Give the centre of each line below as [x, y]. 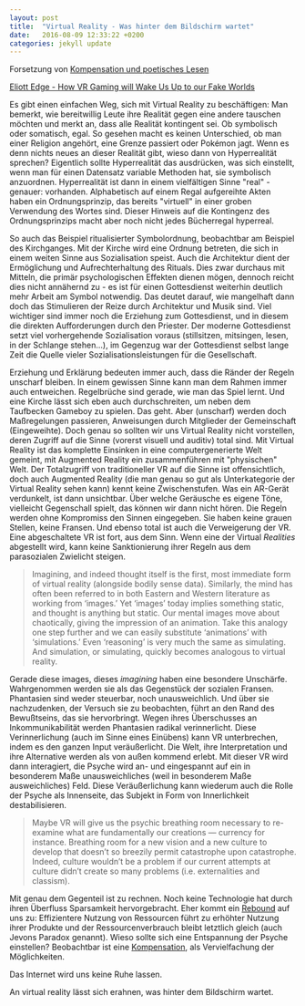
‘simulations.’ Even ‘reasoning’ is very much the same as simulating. [159, 642]
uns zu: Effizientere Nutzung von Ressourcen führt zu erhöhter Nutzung [144, 918]
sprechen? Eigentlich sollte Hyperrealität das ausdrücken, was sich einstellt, [152, 163]
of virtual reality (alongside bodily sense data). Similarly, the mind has [162, 584]
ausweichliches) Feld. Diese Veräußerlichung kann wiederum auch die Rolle [152, 786]
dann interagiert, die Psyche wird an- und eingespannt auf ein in [130, 766]
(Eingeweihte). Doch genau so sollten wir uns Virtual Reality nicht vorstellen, [152, 430]
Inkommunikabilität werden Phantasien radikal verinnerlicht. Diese [133, 728]
